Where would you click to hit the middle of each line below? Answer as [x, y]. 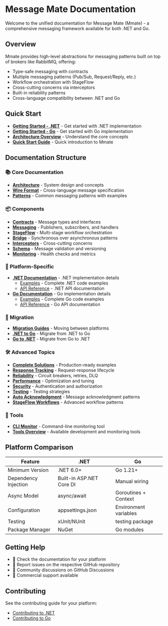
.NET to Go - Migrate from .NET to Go [51, 334]
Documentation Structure [46, 157]
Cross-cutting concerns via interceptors [53, 87]
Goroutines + [130, 493]
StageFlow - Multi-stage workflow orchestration [62, 232]
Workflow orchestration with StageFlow [53, 82]
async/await [72, 496]
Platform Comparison [39, 447]
